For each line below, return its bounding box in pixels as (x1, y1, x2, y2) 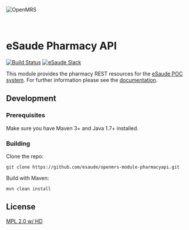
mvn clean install (6, 186, 51, 192)
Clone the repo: (6, 153, 44, 160)
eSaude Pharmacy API (6, 40, 117, 52)
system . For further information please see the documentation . (6, 76, 158, 83)
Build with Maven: (6, 174, 49, 182)
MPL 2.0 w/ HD (6, 218, 43, 225)
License (6, 202, 36, 212)
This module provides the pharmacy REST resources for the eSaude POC (6, 70, 183, 77)
